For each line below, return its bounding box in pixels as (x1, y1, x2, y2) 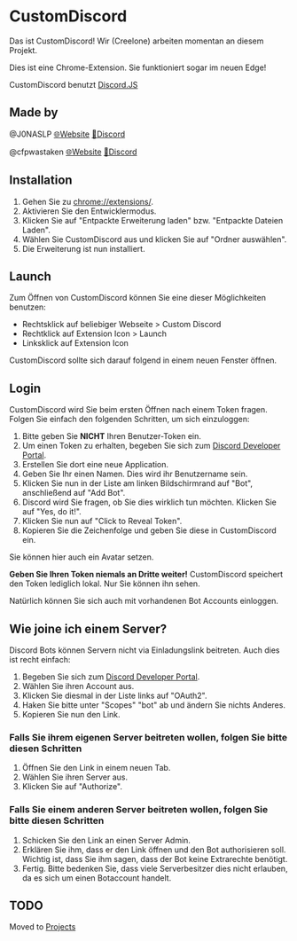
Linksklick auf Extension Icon (21, 338, 129, 349)
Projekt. (9, 44, 38, 55)
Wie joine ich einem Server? (9, 621, 167, 636)
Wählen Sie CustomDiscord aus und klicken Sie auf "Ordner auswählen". (21, 233, 287, 245)
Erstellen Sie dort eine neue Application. (21, 459, 169, 470)
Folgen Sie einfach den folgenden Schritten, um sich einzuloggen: (9, 414, 250, 425)
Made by (9, 105, 59, 121)
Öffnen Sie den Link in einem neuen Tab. (21, 763, 171, 773)
